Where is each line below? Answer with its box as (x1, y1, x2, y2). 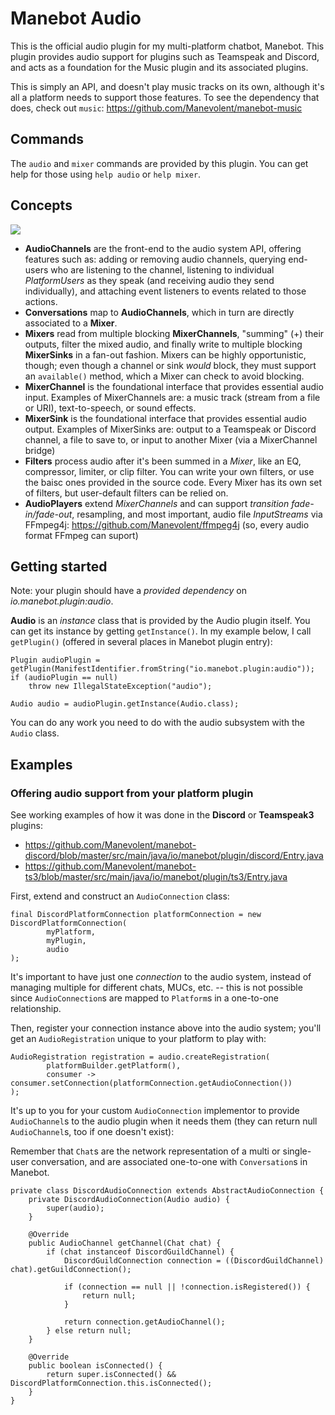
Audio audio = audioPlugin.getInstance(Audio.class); (10, 699, 240, 709)
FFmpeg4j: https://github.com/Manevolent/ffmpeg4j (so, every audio (24, 518, 310, 531)
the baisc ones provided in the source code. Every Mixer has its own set (24, 476, 323, 488)
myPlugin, (46, 936, 87, 946)
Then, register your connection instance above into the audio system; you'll (10, 1022, 322, 1034)
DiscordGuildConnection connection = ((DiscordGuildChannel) (63, 1256, 325, 1266)
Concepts (10, 197, 73, 214)
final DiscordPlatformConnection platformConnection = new (10, 910, 262, 920)
